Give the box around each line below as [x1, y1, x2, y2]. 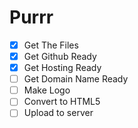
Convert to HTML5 [23, 96, 101, 108]
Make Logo [23, 84, 71, 96]
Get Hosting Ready [23, 62, 102, 74]
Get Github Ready [23, 51, 97, 62]
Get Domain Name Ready [23, 73, 129, 85]
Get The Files [23, 39, 79, 51]
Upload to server [23, 107, 94, 119]
